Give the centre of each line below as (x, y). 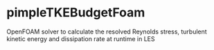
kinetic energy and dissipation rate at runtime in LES (81, 38)
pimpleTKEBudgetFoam (76, 13)
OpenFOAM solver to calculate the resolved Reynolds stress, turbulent (107, 32)
